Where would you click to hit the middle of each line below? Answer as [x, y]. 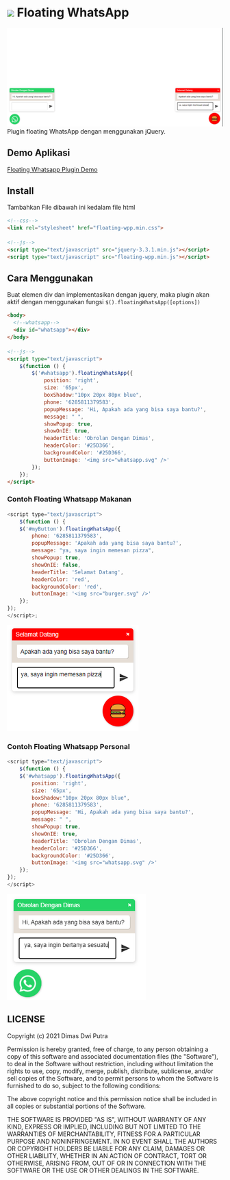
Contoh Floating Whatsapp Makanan [69, 500]
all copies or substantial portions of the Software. [76, 1106]
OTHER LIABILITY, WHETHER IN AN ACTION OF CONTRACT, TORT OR [107, 1155]
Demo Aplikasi [39, 153]
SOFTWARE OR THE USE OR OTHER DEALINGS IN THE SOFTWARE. [103, 1170]
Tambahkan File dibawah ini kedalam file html [71, 208]
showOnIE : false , [56, 565]
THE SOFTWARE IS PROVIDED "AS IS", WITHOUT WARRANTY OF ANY [107, 1119]
